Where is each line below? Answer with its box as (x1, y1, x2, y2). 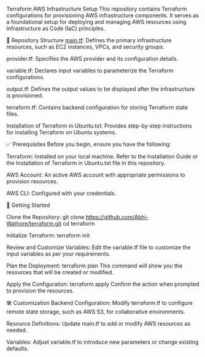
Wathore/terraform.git (6, 220, 62, 227)
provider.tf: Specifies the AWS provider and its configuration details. (6, 55, 179, 62)
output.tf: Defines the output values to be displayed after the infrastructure (6, 85, 195, 93)
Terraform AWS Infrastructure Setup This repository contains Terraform (6, 6, 187, 12)
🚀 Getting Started (6, 202, 50, 209)
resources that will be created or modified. (6, 269, 114, 275)
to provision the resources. (6, 287, 74, 294)
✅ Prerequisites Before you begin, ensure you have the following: (6, 140, 171, 148)
